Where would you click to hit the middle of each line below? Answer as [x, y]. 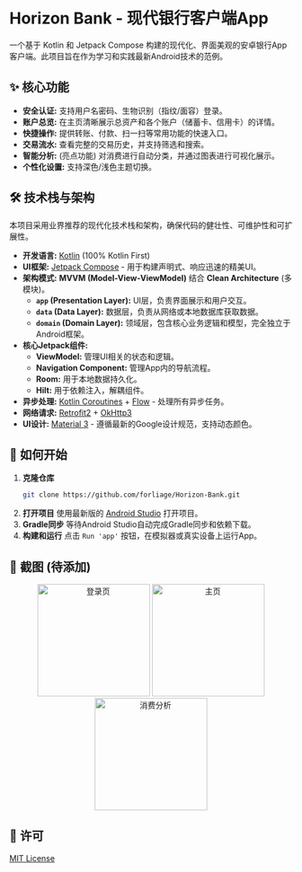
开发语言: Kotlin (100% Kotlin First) [86, 255]
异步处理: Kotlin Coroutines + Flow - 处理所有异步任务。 [125, 401]
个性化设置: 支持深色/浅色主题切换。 [89, 166]
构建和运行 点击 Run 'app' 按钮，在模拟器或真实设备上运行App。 [142, 536]
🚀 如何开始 [38, 454]
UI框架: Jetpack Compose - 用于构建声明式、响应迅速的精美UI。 [142, 267]
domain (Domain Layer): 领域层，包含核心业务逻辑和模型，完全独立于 [163, 322]
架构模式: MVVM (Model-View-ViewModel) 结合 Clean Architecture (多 [157, 277]
